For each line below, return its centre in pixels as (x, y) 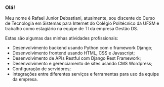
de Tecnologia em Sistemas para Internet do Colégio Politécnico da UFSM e (82, 23)
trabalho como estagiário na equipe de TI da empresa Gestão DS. (72, 29)
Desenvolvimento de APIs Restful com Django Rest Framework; (77, 58)
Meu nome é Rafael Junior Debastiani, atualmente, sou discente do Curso (80, 18)
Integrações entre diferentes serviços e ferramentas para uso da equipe (85, 74)
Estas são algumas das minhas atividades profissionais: (62, 38)
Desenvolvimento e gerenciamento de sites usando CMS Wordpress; (82, 64)
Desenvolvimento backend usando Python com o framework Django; (82, 48)
